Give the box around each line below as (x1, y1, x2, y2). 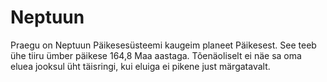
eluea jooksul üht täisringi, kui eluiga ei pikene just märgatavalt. (10, 60, 271, 72)
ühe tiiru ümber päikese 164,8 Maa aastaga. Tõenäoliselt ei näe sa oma (10, 49, 302, 61)
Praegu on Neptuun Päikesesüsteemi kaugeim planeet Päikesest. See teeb (10, 39, 317, 51)
